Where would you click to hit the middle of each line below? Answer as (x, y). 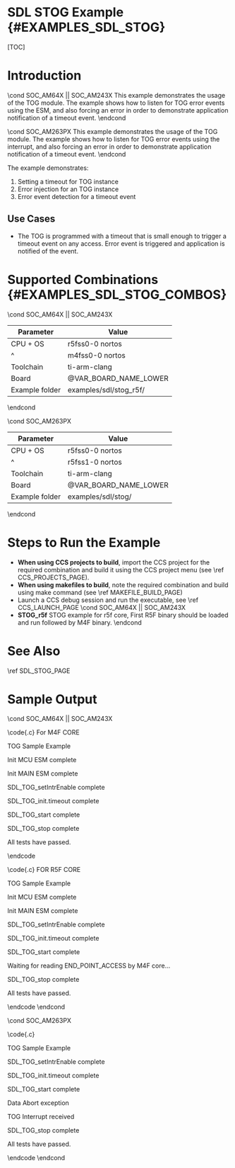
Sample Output (52, 699)
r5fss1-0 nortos (95, 462)
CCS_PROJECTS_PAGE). (53, 577)
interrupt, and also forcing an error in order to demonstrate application (109, 147)
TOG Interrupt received (41, 1117)
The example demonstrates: (48, 168)
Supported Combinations (83, 279)
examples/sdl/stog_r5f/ (106, 390)
